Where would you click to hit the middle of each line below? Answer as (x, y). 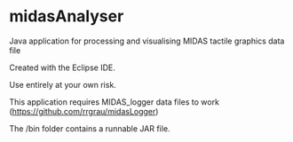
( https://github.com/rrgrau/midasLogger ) (84, 111)
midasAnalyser (67, 16)
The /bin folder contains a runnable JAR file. (90, 128)
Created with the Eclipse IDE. (62, 67)
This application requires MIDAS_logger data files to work (115, 102)
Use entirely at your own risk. (63, 84)
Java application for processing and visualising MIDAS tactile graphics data (147, 41)
